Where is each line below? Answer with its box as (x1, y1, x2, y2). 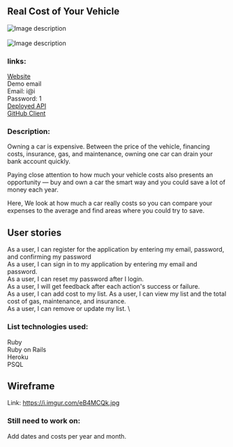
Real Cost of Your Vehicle (7, 6, 120, 17)
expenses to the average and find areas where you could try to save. (7, 206, 205, 215)
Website (7, 73, 31, 81)
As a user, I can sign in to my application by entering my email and (7, 260, 197, 268)
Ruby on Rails (7, 345, 47, 354)
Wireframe (7, 380, 55, 392)
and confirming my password (7, 252, 92, 261)
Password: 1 (7, 94, 42, 103)
